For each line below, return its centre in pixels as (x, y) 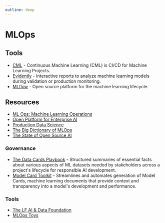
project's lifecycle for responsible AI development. (64, 170)
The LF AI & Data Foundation (42, 210)
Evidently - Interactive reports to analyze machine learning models (81, 76)
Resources (22, 102)
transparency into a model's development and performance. (74, 186)
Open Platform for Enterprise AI (45, 120)
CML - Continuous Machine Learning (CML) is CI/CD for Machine (79, 65)
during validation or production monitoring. (56, 81)
